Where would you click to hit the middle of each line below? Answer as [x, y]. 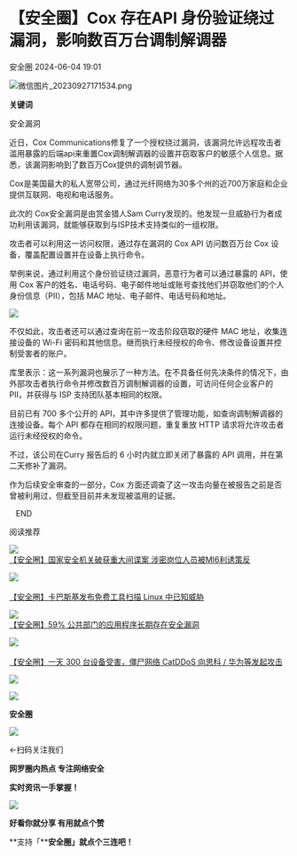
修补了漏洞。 [48, 465]
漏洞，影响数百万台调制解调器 [118, 40]
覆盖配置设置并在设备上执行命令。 [86, 254]
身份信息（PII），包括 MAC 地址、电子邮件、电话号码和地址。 [120, 295]
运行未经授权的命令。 [48, 436]
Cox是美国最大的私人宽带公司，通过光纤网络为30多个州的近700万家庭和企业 [148, 183]
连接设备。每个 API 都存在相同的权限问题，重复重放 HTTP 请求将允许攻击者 [147, 424]
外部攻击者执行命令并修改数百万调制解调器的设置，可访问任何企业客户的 [141, 383]
